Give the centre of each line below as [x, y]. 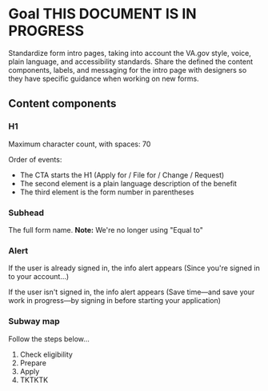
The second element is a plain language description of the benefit [128, 183]
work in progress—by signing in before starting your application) [115, 301]
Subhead [26, 213]
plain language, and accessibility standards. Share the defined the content [131, 62]
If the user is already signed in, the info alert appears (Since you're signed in [134, 268]
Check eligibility [46, 354]
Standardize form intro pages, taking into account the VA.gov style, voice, [130, 53]
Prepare [33, 363]
